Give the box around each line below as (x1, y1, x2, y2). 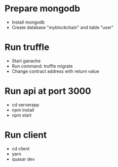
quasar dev (11, 156, 35, 162)
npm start (11, 112, 32, 118)
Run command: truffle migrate (11, 63, 73, 69)
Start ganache (11, 57, 41, 64)
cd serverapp (11, 102, 39, 108)
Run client (4, 130, 47, 140)
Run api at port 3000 (4, 85, 91, 97)
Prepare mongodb (4, 3, 80, 14)
